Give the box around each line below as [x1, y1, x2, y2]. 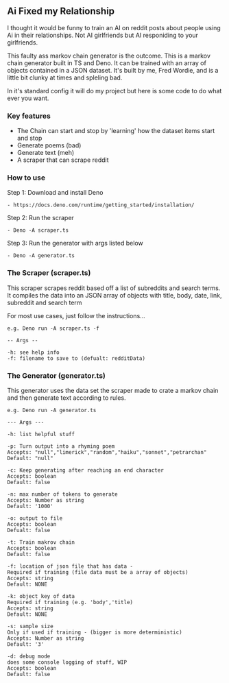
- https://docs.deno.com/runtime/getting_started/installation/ [7, 202, 195, 208]
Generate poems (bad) [16, 141, 82, 149]
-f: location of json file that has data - [7, 563, 134, 570]
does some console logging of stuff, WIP [7, 659, 128, 666]
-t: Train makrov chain [7, 539, 75, 546]
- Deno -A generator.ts [7, 252, 75, 259]
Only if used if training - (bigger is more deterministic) [7, 629, 183, 636]
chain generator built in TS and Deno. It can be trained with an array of [7, 58, 207, 67]
